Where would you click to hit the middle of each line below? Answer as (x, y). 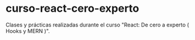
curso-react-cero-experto (73, 9)
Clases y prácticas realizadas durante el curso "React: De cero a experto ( (97, 25)
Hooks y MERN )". (28, 31)
